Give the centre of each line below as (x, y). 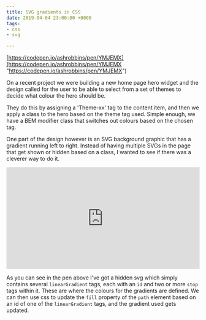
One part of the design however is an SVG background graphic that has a (99, 139)
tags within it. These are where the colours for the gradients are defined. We (103, 291)
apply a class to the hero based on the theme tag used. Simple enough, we (101, 114)
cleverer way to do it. (33, 159)
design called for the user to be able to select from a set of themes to (94, 89)
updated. (18, 310)
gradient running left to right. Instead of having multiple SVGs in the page (99, 146)
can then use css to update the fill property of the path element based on (101, 297)
